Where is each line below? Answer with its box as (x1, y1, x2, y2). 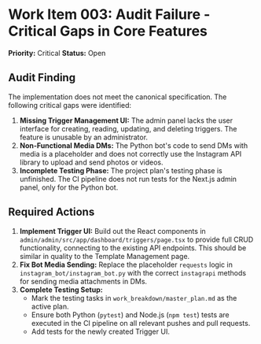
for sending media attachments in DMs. (19, 276, 148, 286)
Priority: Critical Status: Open (8, 48, 106, 57)
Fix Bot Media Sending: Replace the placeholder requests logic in (19, 260, 233, 269)
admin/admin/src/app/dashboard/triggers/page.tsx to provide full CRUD (19, 235, 254, 244)
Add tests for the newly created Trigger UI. (31, 327, 171, 336)
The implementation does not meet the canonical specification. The (8, 92, 227, 102)
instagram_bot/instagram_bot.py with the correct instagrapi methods (19, 268, 246, 277)
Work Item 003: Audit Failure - (8, 6, 211, 24)
